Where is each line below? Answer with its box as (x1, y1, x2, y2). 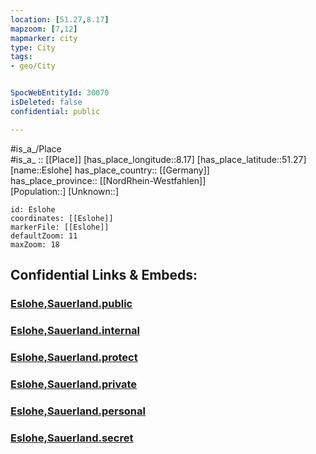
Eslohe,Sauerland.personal (10, 404, 146, 418)
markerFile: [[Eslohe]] (10, 222, 110, 232)
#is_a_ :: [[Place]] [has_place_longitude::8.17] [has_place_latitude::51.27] (10, 153, 307, 165)
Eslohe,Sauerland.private (10, 377, 138, 391)
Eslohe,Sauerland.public (10, 296, 133, 310)
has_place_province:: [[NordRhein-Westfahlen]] (10, 174, 207, 186)
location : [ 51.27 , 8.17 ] (10, 14, 110, 25)
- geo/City (10, 61, 56, 71)
